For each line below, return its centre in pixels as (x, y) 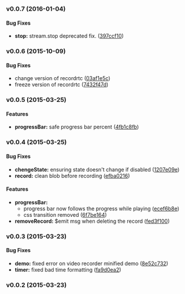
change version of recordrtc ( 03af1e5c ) (62, 78)
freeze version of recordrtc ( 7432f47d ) (62, 85)
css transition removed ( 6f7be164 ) (65, 214)
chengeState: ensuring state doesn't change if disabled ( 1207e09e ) (97, 169)
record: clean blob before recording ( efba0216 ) (72, 176)
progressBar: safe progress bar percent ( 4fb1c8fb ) (77, 127)
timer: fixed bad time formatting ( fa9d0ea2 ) (68, 269)
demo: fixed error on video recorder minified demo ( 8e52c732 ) (91, 263)
